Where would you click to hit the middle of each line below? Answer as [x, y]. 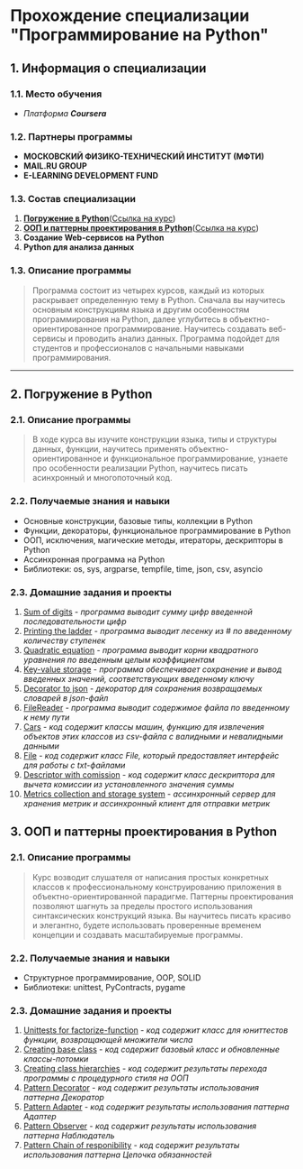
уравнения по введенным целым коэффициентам [119, 660]
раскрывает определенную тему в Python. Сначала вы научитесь [159, 299]
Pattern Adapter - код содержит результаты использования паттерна [156, 1107]
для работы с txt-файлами [74, 765]
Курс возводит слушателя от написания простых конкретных [150, 877]
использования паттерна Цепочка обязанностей [117, 1155]
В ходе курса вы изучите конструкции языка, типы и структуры [155, 439]
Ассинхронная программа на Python [94, 559]
